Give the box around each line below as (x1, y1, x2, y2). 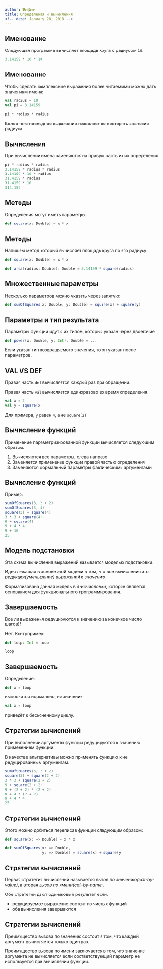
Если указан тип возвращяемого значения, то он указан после (5, 347, 136, 353)
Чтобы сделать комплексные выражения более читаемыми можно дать (5, 83, 156, 89)
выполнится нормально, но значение (5, 694, 83, 700)
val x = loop (5, 703, 32, 708)
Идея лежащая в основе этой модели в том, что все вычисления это (5, 569, 149, 575)
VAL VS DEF (5, 366, 42, 375)
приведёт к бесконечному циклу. (5, 712, 75, 718)
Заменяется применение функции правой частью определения (12, 459, 145, 465)
